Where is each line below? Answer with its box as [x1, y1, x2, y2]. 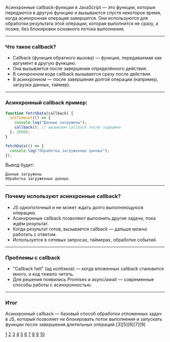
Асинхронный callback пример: [5, 99, 88, 106]
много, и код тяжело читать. [12, 271, 74, 277]
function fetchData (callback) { [5, 111, 73, 116]
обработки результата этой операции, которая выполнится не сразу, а [5, 20, 158, 26]
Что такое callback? [5, 43, 57, 50]
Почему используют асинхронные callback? [5, 193, 121, 200]
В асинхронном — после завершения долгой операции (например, [12, 76, 158, 83]
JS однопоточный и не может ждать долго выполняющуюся [12, 204, 144, 210]
